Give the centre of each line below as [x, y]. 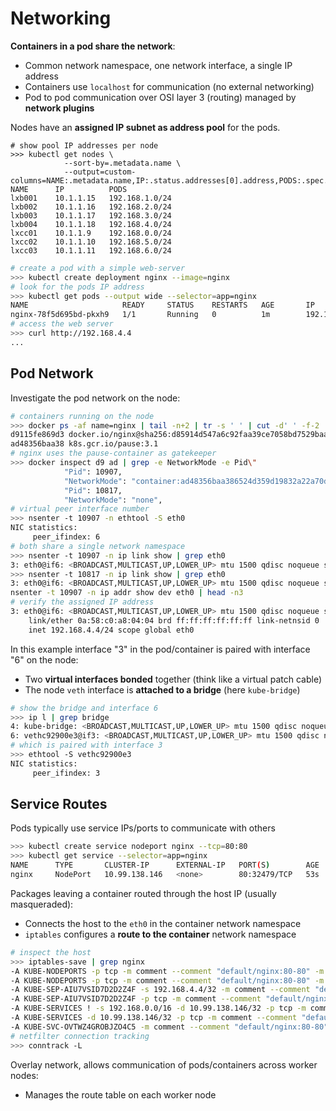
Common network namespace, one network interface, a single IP [158, 65]
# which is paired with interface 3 [86, 745]
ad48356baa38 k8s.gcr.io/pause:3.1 [84, 444]
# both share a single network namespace [98, 546]
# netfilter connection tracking [80, 1036]
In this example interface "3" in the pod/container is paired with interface [160, 649]
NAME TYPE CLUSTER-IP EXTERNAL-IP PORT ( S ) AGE [165, 865]
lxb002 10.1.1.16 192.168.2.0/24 [91, 207]
